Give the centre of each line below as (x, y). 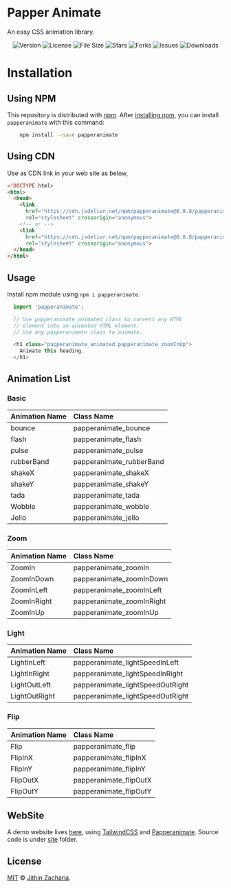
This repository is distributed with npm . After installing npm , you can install (113, 114)
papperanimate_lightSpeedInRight (128, 674)
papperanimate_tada (106, 495)
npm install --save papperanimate (69, 135)
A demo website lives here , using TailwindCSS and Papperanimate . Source (113, 832)
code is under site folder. (42, 840)
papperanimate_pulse (108, 450)
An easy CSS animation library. (51, 32)
